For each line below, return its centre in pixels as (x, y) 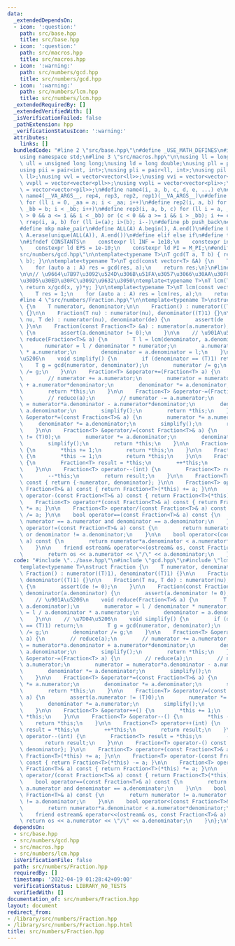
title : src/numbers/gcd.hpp (60, 79)
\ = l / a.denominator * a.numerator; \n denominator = (112, 613)
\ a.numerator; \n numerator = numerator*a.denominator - (115, 665)
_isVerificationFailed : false (57, 118)
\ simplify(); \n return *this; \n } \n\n (105, 443)
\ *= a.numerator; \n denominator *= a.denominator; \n (111, 684)
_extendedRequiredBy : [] (50, 105)
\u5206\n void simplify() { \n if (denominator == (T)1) (119, 359)
